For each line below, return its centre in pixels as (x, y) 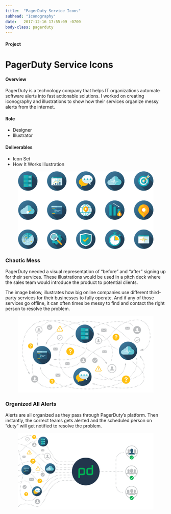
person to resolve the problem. (38, 309)
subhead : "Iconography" (31, 16)
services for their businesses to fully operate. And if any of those (86, 298)
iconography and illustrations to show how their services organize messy (82, 101)
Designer (22, 130)
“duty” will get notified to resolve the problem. (54, 426)
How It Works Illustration (39, 164)
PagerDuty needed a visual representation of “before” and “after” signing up (86, 272)
